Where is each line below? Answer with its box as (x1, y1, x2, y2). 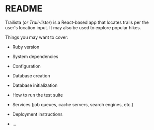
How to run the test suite (12, 92, 63, 98)
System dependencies (12, 53, 59, 60)
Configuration (12, 63, 41, 69)
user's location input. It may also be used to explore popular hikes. (5, 24, 141, 30)
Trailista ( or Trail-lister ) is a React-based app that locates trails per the (5, 19, 149, 25)
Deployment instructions (12, 111, 63, 117)
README (5, 3, 43, 14)
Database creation (12, 72, 51, 78)
